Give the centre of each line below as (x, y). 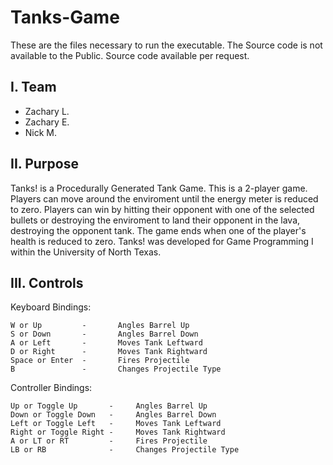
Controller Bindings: (51, 388)
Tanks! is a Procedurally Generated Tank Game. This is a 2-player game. (159, 188)
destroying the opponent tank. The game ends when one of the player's (158, 230)
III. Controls (47, 282)
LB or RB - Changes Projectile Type (125, 450)
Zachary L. (47, 111)
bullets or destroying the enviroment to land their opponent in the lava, (155, 220)
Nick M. (41, 132)
